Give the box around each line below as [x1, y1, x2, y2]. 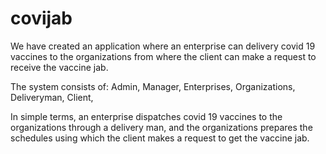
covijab [10, 7, 73, 30]
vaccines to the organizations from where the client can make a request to [10, 50, 317, 62]
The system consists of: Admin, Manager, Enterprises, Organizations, [10, 80, 296, 92]
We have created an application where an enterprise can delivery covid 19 [10, 40, 316, 52]
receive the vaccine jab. [10, 61, 109, 73]
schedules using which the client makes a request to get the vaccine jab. [10, 132, 310, 144]
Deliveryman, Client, [10, 91, 94, 103]
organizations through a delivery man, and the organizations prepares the [10, 121, 313, 133]
